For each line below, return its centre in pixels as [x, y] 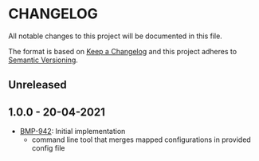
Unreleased [38, 85]
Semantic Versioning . [43, 60]
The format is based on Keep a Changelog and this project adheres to [123, 51]
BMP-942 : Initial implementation [73, 132]
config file [48, 148]
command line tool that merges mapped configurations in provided [141, 139]
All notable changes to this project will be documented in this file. [116, 36]
